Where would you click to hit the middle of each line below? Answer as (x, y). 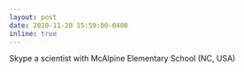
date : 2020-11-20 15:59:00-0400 (69, 25)
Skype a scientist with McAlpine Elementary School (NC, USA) (122, 59)
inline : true (33, 33)
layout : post (33, 17)
